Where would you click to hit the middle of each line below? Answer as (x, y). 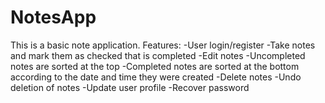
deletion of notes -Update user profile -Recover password (130, 87)
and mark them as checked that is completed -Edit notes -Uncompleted (158, 55)
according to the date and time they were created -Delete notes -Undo (156, 77)
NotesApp (53, 17)
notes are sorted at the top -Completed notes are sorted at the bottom (155, 66)
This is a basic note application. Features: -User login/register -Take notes (163, 45)
